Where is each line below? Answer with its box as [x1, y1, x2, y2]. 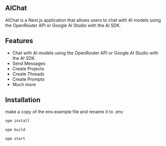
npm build [5, 127, 26, 133]
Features [5, 37, 33, 45]
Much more [12, 81, 36, 87]
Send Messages [12, 60, 46, 66]
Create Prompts [12, 76, 45, 82]
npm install [5, 118, 30, 123]
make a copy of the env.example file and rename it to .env [5, 109, 123, 115]
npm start [5, 136, 26, 142]
